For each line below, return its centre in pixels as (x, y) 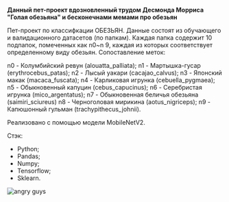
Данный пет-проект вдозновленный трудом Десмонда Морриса (106, 10)
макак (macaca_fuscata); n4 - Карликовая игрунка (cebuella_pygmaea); (111, 80)
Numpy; (28, 163)
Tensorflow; (34, 171)
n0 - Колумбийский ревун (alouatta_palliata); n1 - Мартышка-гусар (104, 65)
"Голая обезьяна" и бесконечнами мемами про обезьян (92, 17)
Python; (28, 149)
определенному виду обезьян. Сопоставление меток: (86, 52)
